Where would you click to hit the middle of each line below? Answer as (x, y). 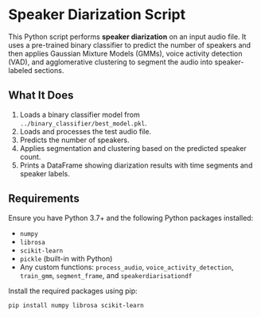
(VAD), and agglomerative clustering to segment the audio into (111, 62)
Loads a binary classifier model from (80, 114)
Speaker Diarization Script (97, 15)
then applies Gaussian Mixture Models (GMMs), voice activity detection (125, 53)
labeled (21, 70)
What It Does (41, 96)
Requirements (44, 199)
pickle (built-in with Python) (66, 258)
